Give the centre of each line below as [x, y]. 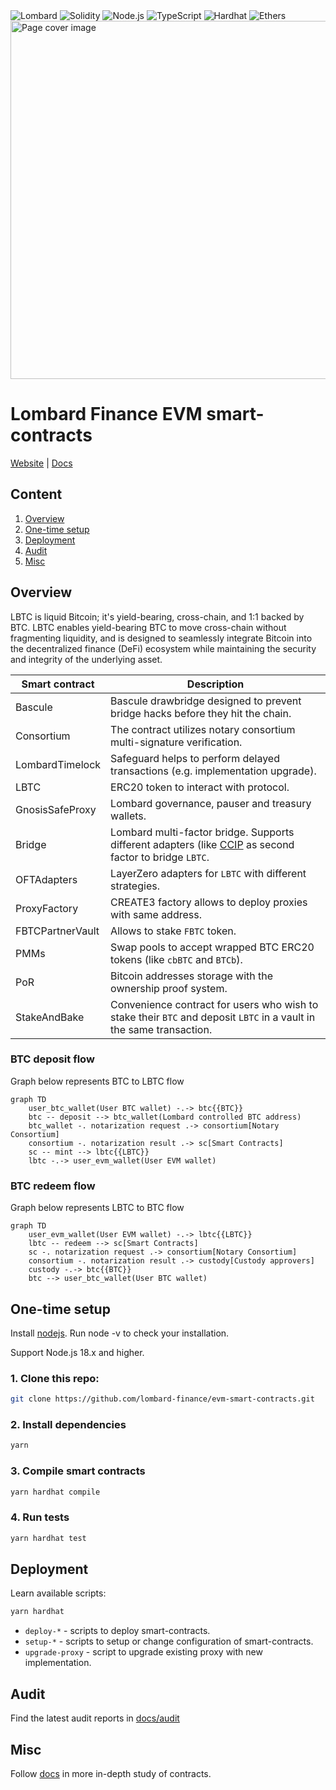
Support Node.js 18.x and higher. [77, 1352]
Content [36, 494]
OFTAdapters [46, 879]
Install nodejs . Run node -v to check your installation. [120, 1333]
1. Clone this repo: [55, 1378]
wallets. [128, 816]
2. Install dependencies [68, 1425]
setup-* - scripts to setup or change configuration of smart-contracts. [169, 1641]
